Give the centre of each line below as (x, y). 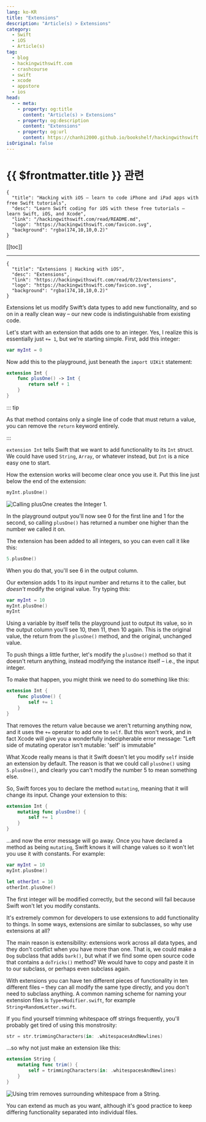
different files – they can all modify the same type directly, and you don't (98, 987)
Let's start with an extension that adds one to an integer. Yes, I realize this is (102, 332)
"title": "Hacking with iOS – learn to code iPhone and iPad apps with (105, 198)
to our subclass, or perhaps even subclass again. (68, 969)
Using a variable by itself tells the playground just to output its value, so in (100, 623)
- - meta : (24, 103)
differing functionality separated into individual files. (72, 1112)
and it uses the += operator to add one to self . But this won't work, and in (99, 732)
